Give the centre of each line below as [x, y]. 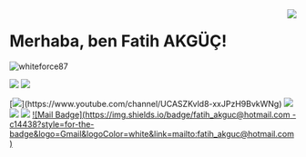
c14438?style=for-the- [52, 124]
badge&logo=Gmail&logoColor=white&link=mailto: [103, 133]
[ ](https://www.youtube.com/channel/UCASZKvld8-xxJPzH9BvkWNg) [146, 103]
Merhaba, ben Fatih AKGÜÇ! [118, 41]
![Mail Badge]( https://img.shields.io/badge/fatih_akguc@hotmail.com [161, 114]
